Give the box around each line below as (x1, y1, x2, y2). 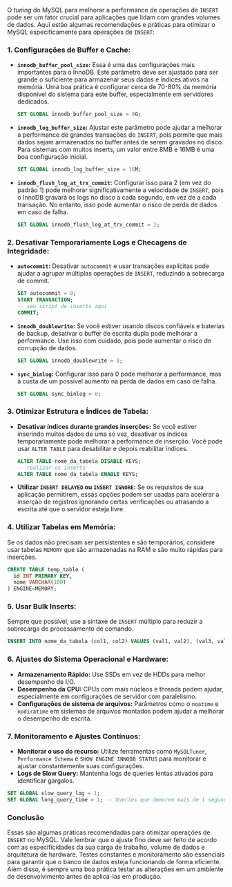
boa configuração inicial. (17, 153, 88, 161)
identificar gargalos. (17, 776, 75, 785)
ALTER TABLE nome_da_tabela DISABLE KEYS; (17, 457, 142, 465)
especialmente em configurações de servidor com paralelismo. (17, 692, 197, 700)
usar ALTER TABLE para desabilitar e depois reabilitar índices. (17, 444, 188, 452)
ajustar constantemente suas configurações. (17, 761, 145, 770)
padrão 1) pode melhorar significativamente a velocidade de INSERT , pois (17, 186, 224, 194)
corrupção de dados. (17, 343, 77, 352)
